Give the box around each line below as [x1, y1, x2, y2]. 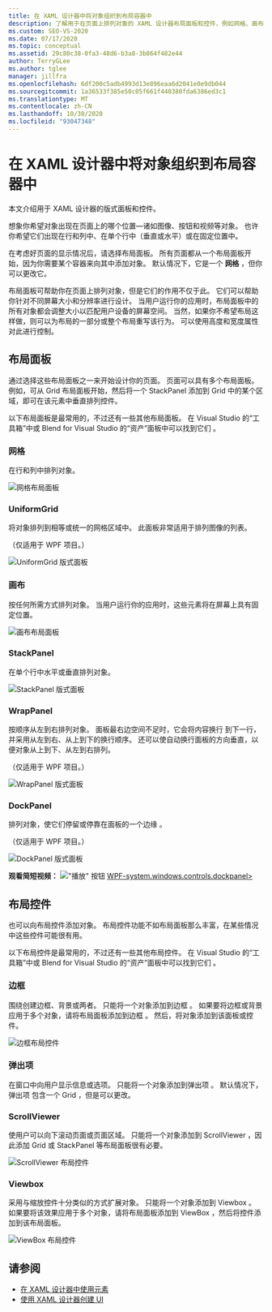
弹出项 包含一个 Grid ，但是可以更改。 [8, 1090, 135, 1099]
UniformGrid [8, 503, 59, 514]
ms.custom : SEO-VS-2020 [8, 27, 89, 35]
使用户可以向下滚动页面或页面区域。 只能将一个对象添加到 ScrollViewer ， [8, 1130, 255, 1140]
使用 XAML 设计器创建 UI [19, 1295, 104, 1305]
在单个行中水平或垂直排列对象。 [8, 667, 115, 677]
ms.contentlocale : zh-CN [8, 102, 92, 110]
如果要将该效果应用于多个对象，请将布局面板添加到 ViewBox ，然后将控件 [8, 1208, 255, 1218]
